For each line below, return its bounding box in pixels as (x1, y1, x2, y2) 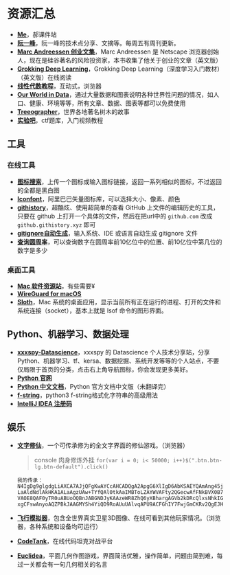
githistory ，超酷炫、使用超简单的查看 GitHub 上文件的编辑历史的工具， (16, 203, 220, 212)
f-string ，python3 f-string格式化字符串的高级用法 (16, 391, 159, 399)
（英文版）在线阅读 (16, 73, 72, 81)
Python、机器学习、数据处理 (7, 328, 129, 340)
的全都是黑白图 (16, 186, 60, 194)
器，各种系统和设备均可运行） (16, 522, 102, 530)
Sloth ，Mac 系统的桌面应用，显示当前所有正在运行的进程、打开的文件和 (16, 297, 221, 306)
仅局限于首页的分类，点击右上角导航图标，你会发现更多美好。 (16, 365, 192, 373)
